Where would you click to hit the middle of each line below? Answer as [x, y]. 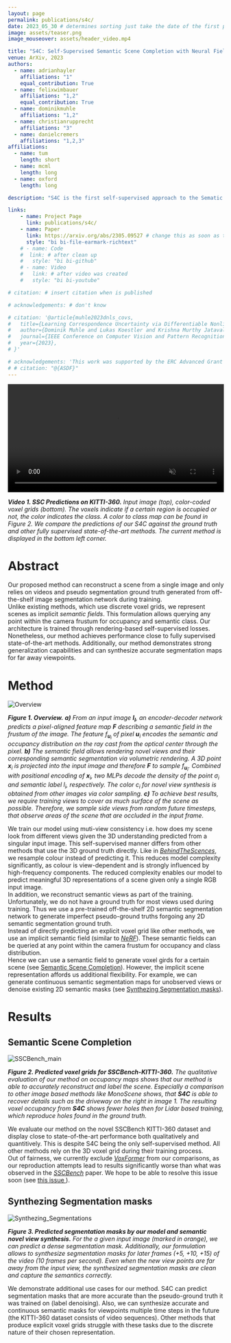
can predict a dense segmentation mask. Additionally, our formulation [107, 1246]
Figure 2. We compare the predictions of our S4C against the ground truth [113, 524]
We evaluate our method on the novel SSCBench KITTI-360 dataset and [109, 1129]
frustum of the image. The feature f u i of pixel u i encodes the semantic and [113, 736]
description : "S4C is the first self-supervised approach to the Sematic [115, 198]
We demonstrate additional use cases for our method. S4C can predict [108, 1288]
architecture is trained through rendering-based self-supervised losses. [109, 629]
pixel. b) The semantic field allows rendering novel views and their [102, 751]
